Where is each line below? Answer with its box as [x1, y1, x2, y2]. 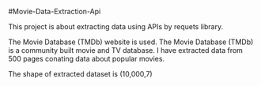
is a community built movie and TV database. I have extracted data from [8, 46, 244, 54]
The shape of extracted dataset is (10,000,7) [8, 69, 153, 78]
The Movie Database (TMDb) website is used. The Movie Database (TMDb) [8, 37, 254, 47]
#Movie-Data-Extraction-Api [8, 7, 101, 16]
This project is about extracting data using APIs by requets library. [8, 22, 224, 31]
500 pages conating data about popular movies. [8, 54, 165, 63]
